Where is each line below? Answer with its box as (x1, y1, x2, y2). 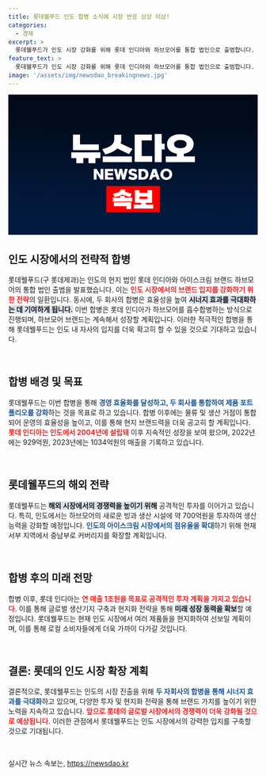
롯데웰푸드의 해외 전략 (8, 478, 109, 491)
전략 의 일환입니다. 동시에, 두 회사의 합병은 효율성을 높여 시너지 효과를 (16, 295, 230, 304)
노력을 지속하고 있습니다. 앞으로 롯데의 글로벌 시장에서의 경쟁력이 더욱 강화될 (8, 706, 243, 717)
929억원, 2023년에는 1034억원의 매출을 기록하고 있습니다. (22, 437, 204, 447)
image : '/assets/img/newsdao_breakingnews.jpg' (8, 71, 169, 79)
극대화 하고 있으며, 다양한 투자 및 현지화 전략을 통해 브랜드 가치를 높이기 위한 (22, 697, 257, 706)
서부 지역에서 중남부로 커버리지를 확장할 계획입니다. (8, 530, 167, 540)
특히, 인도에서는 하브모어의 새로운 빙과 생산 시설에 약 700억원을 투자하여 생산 (18, 510, 257, 520)
